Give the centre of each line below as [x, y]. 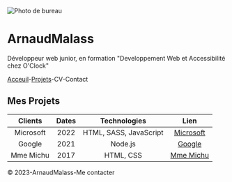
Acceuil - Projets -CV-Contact [48, 79]
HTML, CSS [123, 155]
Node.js [123, 144]
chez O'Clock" [28, 66]
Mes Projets [34, 101]
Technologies [123, 121]
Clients [30, 121]
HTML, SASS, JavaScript [123, 132]
